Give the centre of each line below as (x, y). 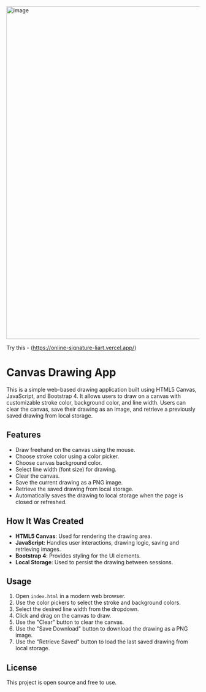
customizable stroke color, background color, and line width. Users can (96, 402)
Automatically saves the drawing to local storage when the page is (99, 495)
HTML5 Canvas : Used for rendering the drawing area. (83, 536)
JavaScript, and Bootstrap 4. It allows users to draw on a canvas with (93, 396)
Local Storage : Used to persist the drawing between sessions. (94, 562)
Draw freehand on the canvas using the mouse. (75, 449)
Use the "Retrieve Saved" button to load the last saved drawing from (101, 642)
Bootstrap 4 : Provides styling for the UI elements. (78, 556)
